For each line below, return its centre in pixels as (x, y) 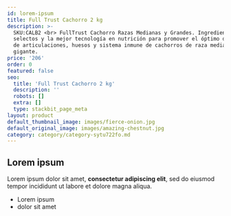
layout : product (30, 115)
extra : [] (27, 103)
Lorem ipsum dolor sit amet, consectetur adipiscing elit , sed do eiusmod (111, 179)
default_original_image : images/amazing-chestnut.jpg (86, 128)
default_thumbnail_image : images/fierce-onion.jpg (81, 122)
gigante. (26, 52)
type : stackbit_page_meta (51, 109)
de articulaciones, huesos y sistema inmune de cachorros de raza (110, 45)
